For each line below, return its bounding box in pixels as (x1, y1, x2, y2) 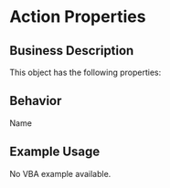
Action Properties (9, 6, 146, 27)
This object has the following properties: (9, 67, 162, 78)
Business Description (9, 43, 134, 58)
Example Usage (9, 144, 101, 160)
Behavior (9, 93, 62, 109)
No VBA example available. (9, 168, 112, 179)
